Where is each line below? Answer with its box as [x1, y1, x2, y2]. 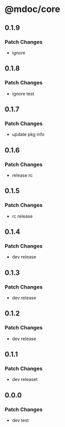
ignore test [11, 90, 34, 96]
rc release [11, 213, 33, 219]
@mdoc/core [4, 3, 60, 15]
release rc [11, 172, 33, 178]
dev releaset [11, 376, 38, 382]
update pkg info [11, 131, 44, 137]
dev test [11, 417, 29, 423]
